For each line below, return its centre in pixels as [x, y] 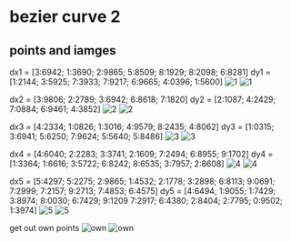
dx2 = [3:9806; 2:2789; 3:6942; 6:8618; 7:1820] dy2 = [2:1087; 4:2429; [143, 99]
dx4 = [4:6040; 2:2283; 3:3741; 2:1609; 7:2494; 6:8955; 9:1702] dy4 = [141, 154]
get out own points [45, 228]
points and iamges [63, 50]
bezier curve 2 [65, 17]
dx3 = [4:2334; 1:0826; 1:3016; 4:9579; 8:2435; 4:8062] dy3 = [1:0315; [142, 126]
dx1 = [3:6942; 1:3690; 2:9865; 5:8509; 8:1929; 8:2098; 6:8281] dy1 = [140, 72]
